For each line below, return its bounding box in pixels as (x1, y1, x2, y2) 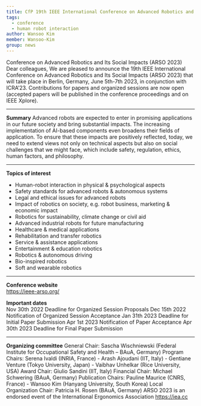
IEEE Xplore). (6, 97, 39, 104)
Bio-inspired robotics (14, 257, 67, 264)
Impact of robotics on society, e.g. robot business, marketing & (14, 200, 170, 207)
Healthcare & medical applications (14, 225, 100, 233)
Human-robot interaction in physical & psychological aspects (14, 181, 166, 188)
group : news (6, 43, 36, 49)
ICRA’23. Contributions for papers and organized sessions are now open (6, 84, 184, 91)
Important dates (6, 299, 47, 306)
